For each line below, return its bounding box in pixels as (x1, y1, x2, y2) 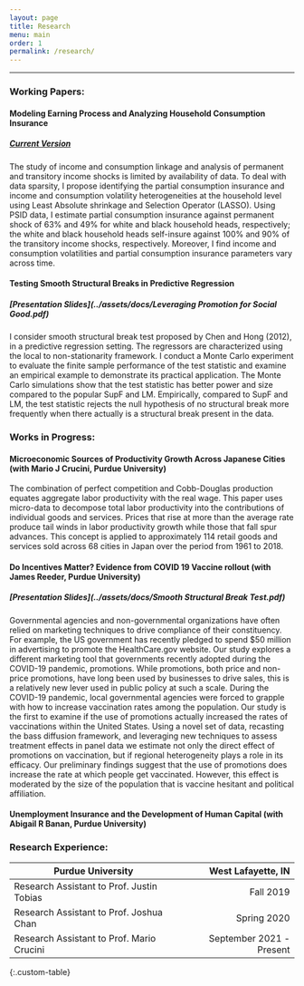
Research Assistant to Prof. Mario (14, 932, 157, 944)
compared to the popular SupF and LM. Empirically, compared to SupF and (9, 389, 289, 400)
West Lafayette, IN (209, 865, 290, 877)
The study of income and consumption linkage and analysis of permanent (9, 160, 284, 172)
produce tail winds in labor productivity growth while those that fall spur (9, 522, 278, 533)
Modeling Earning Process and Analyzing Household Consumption (9, 108, 266, 119)
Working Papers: (9, 85, 85, 98)
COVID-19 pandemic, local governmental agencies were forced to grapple (9, 691, 285, 702)
